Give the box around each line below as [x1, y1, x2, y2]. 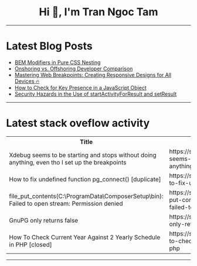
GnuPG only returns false [9, 216, 79, 224]
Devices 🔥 [14, 78, 40, 85]
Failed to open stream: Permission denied [9, 199, 123, 207]
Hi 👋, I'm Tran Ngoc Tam [39, 5, 158, 19]
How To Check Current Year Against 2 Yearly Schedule [9, 233, 161, 241]
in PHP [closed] [9, 240, 52, 248]
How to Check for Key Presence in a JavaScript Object [14, 84, 147, 91]
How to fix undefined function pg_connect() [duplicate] [9, 175, 161, 183]
